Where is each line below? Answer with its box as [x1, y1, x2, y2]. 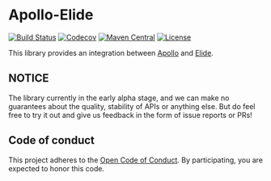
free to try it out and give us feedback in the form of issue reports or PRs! [8, 110, 252, 120]
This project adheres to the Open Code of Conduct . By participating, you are [8, 155, 264, 165]
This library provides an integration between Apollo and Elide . [8, 48, 214, 57]
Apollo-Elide [8, 6, 94, 24]
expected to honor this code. [8, 163, 105, 173]
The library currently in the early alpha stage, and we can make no [8, 93, 230, 103]
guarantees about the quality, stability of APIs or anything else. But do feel [8, 101, 256, 111]
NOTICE [8, 71, 49, 86]
